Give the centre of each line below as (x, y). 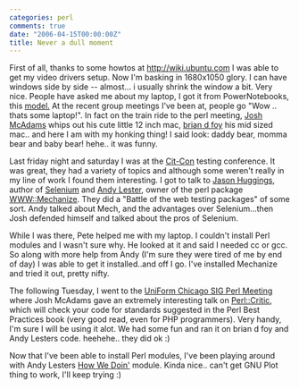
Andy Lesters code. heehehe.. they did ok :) (90, 338)
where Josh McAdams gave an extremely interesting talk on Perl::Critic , (141, 300)
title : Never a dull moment (62, 42)
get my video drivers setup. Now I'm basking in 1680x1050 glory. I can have (148, 78)
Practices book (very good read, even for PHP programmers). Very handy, (145, 319)
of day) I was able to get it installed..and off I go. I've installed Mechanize (144, 264)
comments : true (37, 26)
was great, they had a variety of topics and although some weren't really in (147, 171)
